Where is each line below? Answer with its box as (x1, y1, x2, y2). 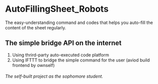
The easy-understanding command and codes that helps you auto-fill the (5, 20, 153, 25)
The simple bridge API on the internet (5, 39, 122, 47)
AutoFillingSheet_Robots (5, 3, 109, 15)
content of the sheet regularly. (5, 24, 66, 30)
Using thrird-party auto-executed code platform (12, 52, 109, 58)
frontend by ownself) (12, 62, 55, 68)
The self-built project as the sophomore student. (5, 73, 104, 79)
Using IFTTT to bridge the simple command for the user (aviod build (12, 57, 150, 63)
